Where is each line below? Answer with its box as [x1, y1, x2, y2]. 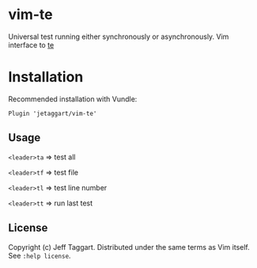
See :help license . [8, 251, 71, 260]
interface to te [8, 40, 55, 49]
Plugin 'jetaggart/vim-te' [8, 109, 97, 117]
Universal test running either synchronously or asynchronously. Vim [8, 32, 229, 41]
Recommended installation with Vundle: [8, 94, 138, 104]
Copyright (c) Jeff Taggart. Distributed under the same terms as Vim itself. [8, 242, 251, 251]
